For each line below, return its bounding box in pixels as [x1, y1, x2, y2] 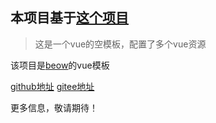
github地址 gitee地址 [10, 80, 95, 92]
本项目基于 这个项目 [10, 9, 129, 27]
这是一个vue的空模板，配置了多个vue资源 [34, 38, 207, 50]
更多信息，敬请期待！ [10, 101, 98, 113]
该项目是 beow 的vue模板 [10, 59, 110, 71]
